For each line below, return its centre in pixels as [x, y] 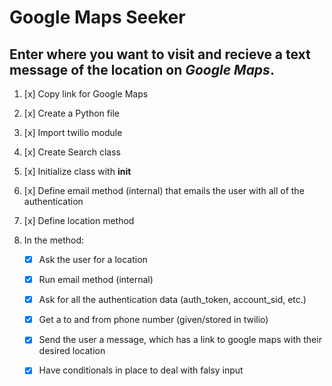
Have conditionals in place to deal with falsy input [141, 370]
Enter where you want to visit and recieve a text [160, 54]
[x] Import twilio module [73, 132]
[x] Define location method [79, 220]
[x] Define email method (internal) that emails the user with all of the [164, 190]
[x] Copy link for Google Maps [86, 94]
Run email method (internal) [96, 280]
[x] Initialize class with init [77, 171]
